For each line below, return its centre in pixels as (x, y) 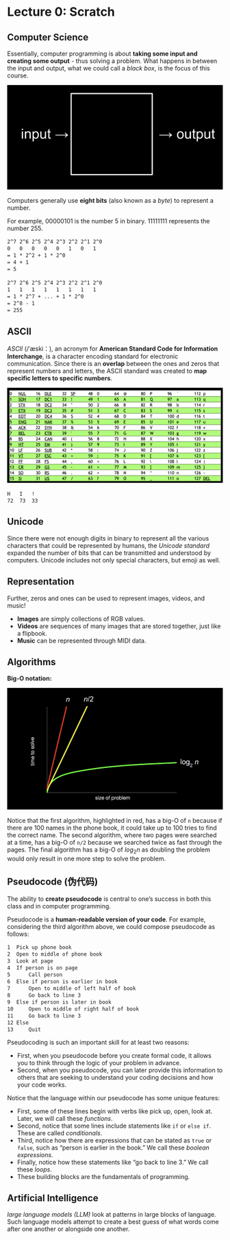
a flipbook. (32, 633)
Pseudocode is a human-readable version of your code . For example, (106, 919)
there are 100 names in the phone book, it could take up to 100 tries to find (112, 828)
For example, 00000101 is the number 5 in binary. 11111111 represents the (108, 221)
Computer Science (48, 37)
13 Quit (24, 1029)
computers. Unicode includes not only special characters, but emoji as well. (114, 560)
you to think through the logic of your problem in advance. (99, 1063)
